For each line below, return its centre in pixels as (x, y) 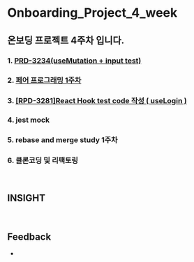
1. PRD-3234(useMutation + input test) (74, 61)
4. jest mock (29, 120)
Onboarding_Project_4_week (92, 13)
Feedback (29, 237)
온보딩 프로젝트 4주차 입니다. (66, 40)
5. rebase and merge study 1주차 (62, 140)
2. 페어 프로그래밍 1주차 (44, 80)
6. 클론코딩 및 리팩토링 (43, 160)
